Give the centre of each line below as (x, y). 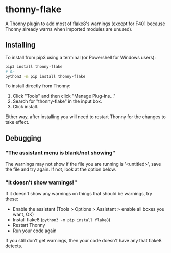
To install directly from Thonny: (38, 86)
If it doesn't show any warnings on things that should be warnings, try (79, 194)
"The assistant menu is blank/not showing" (60, 153)
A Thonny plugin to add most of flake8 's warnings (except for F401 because (85, 24)
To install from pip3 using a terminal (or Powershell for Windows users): (81, 57)
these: (12, 199)
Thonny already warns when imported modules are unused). (69, 29)
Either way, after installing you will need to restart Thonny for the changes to (86, 117)
